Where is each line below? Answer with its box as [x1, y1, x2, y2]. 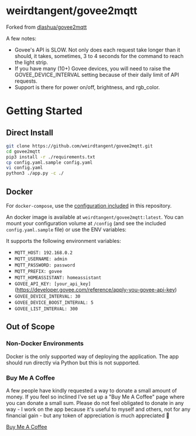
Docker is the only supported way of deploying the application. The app [6, 353, 179, 360]
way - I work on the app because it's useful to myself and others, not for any [6, 405, 191, 413]
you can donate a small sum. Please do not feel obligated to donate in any [6, 399, 184, 406]
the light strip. [14, 59, 49, 66]
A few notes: [6, 35, 37, 42]
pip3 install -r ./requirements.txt [6, 154, 95, 160]
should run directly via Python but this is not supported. [6, 359, 140, 366]
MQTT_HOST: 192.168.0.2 [14, 250, 73, 256]
